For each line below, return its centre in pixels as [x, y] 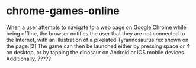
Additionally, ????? [29, 59]
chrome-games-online [63, 11]
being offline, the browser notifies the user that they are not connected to [96, 33]
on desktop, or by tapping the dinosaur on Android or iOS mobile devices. [96, 52]
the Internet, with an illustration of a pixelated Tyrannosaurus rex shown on [97, 40]
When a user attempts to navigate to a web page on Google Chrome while [96, 27]
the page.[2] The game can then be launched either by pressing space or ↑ [99, 46]
